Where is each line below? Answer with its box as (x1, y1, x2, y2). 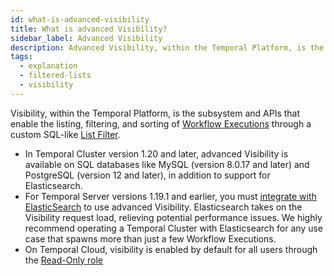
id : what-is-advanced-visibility (10, 14, 150, 25)
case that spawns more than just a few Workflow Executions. (24, 232, 277, 245)
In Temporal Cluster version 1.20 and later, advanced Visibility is (24, 147, 289, 160)
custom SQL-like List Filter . (10, 128, 121, 140)
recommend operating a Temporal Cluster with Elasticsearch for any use (24, 222, 323, 234)
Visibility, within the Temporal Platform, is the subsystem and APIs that (10, 107, 301, 119)
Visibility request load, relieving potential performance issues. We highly (24, 211, 323, 223)
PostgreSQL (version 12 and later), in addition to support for (24, 169, 271, 181)
